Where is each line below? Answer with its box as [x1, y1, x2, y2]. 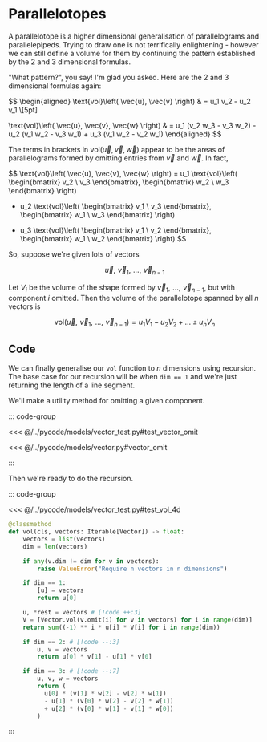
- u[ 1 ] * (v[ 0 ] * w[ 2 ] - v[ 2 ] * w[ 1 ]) [43, 697, 174, 705]
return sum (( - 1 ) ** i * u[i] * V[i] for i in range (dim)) [22, 623, 220, 631]
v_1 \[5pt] [8, 105, 38, 115]
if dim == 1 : [22, 579, 67, 587]
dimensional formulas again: [8, 81, 102, 91]
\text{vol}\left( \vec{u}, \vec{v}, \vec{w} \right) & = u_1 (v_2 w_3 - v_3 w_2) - [8, 120, 257, 130]
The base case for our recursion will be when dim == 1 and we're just [8, 372, 237, 382]
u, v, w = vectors [37, 675, 99, 683]
